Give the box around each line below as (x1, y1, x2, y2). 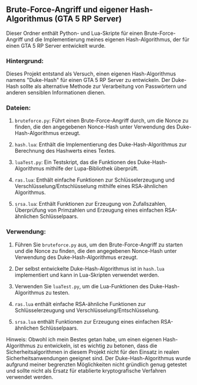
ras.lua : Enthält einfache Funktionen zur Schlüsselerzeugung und (14, 176, 175, 183)
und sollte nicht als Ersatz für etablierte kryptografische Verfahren (6, 367, 166, 374)
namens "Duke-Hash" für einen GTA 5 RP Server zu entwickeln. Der (6, 77, 171, 84)
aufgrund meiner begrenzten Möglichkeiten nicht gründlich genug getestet (6, 361, 187, 368)
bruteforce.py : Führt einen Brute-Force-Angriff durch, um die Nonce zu (14, 117, 189, 124)
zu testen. (45, 289, 70, 296)
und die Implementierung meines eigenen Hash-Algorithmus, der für (24, 35, 190, 43)
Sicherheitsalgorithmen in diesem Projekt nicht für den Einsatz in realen (6, 348, 179, 356)
